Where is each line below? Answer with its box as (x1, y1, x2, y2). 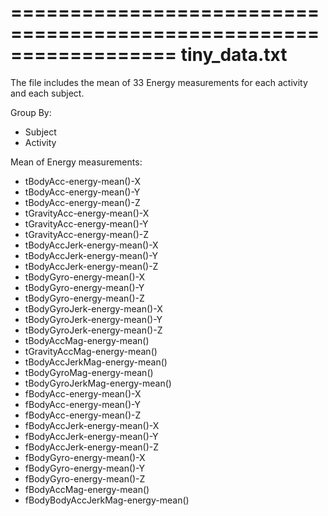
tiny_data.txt (180, 44, 288, 66)
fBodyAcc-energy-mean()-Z (24, 409, 142, 421)
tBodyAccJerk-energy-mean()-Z (24, 260, 159, 272)
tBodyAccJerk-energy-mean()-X (24, 239, 159, 251)
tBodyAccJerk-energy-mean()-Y (24, 249, 158, 261)
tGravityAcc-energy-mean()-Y (24, 217, 149, 230)
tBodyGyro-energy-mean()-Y (24, 281, 145, 293)
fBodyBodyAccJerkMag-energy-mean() (24, 494, 190, 506)
